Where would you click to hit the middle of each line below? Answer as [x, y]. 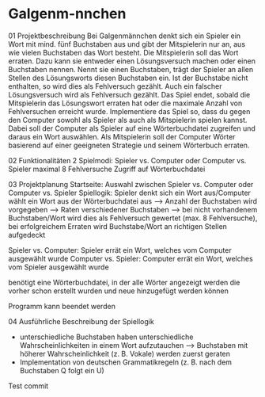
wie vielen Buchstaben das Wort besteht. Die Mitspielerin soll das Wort [123, 52]
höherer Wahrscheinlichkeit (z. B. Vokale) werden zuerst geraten [125, 353]
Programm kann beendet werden [62, 306]
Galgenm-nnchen [67, 14]
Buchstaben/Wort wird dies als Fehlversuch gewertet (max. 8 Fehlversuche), [133, 218]
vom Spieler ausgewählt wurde [59, 267]
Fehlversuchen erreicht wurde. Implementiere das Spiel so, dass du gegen [129, 111]
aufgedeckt [27, 235]
